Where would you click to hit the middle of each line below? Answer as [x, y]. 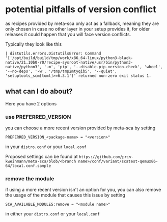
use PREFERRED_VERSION [38, 117]
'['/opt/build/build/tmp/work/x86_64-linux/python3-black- [69, 58]
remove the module [30, 178]
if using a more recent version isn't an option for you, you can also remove [83, 190]
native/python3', [24, 67]
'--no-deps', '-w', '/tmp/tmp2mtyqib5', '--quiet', [61, 71]
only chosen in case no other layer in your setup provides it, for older [78, 29]
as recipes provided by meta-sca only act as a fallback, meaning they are [82, 23]
